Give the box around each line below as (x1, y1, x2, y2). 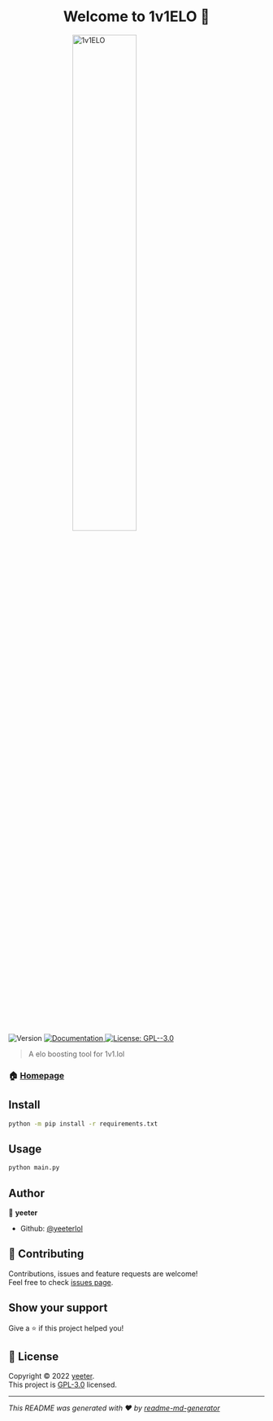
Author (8, 1186, 45, 1200)
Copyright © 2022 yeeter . (8, 1371, 95, 1381)
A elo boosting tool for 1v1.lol (28, 1049, 125, 1059)
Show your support (8, 1301, 108, 1315)
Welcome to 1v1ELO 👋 (63, 7, 210, 26)
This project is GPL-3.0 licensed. (8, 1379, 118, 1390)
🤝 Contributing (8, 1247, 84, 1261)
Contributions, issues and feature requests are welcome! (8, 1269, 198, 1279)
